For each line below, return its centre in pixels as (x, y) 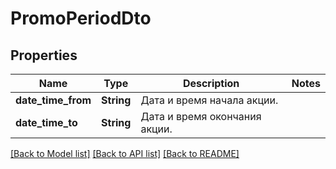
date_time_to (46, 122)
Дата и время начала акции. (209, 100)
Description (211, 83)
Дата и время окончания (201, 116)
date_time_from (53, 100)
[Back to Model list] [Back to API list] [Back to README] (125, 153)
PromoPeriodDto (81, 18)
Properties (44, 55)
